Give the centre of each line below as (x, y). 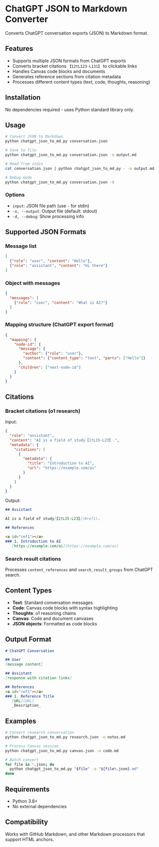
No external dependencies (40, 806)
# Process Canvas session (32, 746)
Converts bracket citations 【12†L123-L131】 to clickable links (75, 66)
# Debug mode (19, 177)
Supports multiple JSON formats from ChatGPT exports (69, 61)
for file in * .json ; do (30, 764)
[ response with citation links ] (39, 678)
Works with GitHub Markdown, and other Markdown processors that (75, 834)
